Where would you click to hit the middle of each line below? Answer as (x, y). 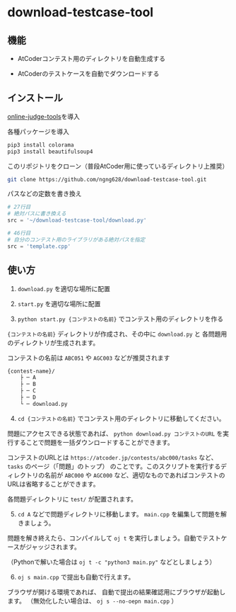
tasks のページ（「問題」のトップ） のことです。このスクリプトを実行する (114, 466)
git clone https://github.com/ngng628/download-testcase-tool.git (107, 179)
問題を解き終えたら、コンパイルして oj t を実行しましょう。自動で (105, 538)
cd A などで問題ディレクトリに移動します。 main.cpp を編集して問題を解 (122, 514)
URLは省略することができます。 (53, 484)
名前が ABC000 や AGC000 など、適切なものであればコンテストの (135, 475)
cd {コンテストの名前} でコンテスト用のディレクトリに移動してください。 (121, 418)
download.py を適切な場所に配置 (64, 288)
